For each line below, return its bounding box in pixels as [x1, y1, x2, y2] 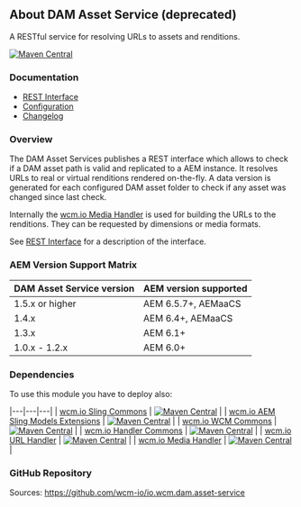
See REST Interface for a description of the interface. [9, 236, 207, 247]
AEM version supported [142, 282, 248, 294]
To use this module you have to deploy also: [9, 389, 173, 399]
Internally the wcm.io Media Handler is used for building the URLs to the [9, 209, 277, 220]
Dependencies [9, 368, 75, 381]
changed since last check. [9, 192, 107, 203]
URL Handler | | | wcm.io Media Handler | [9, 435, 227, 445]
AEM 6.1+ [142, 326, 187, 339]
